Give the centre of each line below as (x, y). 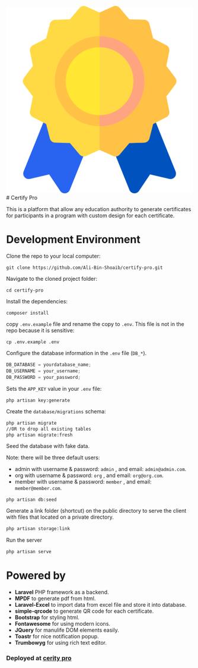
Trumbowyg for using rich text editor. (60, 643)
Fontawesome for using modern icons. (63, 624)
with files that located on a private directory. (60, 517)
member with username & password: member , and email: (83, 481)
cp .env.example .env (33, 342)
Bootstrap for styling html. (47, 617)
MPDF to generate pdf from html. (55, 598)
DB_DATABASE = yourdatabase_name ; (49, 365)
